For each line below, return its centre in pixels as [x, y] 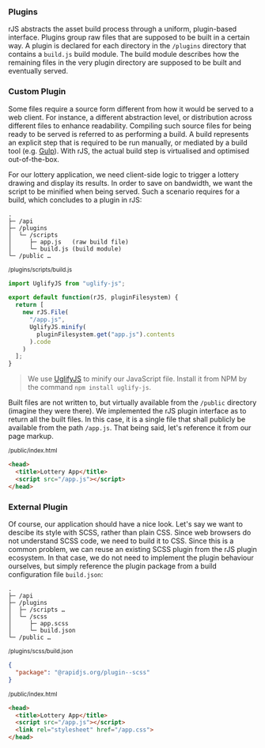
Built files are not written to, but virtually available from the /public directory [132, 402]
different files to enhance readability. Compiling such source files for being [130, 126]
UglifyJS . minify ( [58, 327]
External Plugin [38, 507]
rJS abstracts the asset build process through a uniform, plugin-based [123, 29]
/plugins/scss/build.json [41, 652]
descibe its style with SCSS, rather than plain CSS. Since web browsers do [130, 533]
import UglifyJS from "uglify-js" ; [67, 283]
